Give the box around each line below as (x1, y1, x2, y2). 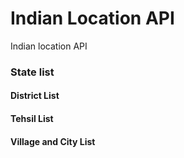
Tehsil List (10, 113, 54, 125)
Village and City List (10, 135, 96, 147)
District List (10, 90, 60, 102)
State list (10, 65, 55, 79)
